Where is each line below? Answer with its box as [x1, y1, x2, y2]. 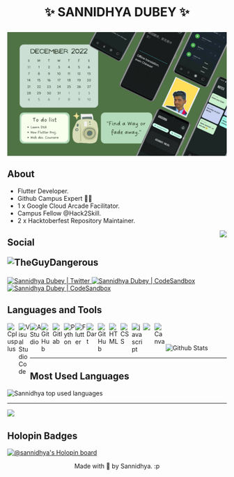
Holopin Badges [7, 430, 78, 441]
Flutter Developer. [17, 186, 69, 195]
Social [7, 236, 35, 248]
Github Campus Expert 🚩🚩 [17, 194, 93, 202]
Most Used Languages [30, 370, 130, 382]
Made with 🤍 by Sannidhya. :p [74, 462, 160, 471]
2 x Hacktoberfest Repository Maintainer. [17, 216, 136, 225]
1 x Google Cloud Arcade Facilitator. [17, 202, 120, 210]
